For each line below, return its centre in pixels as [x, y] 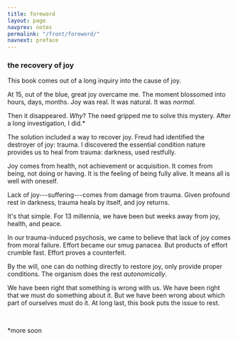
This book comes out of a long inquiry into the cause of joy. [94, 81]
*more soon [25, 331]
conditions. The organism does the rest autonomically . [87, 274]
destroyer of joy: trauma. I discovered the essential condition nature [107, 145]
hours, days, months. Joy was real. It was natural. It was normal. [102, 102]
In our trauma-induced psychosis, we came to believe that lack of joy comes [119, 238]
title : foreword [31, 14]
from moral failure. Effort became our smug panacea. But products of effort [118, 245]
